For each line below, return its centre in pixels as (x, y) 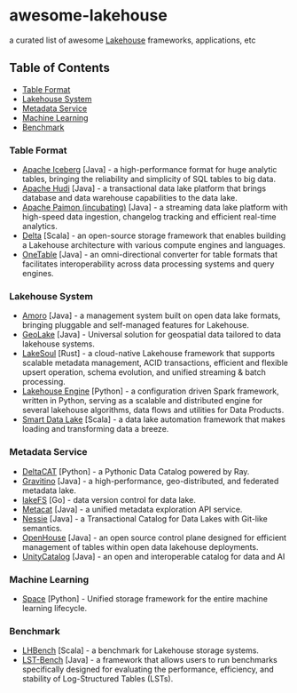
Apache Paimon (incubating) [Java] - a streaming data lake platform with (155, 207)
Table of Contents (60, 68)
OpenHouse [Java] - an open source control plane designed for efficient (154, 538)
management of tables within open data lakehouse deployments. (140, 546)
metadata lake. (49, 490)
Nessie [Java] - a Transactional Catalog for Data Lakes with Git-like (145, 518)
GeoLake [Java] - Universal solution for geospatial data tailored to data (152, 335)
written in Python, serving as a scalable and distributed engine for (142, 401)
